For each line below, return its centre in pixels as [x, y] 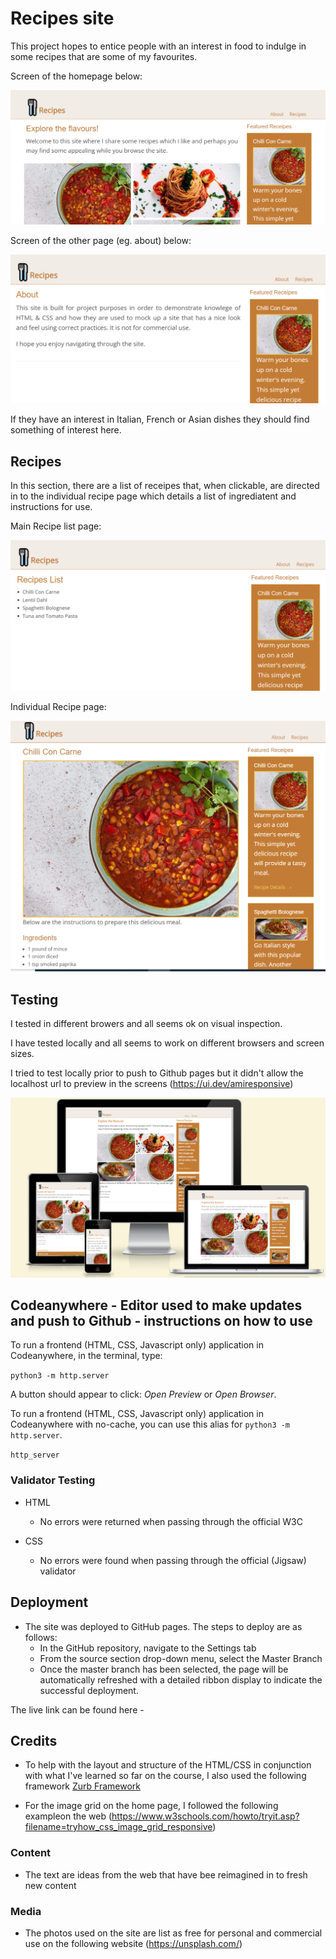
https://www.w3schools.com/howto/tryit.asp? [205, 1816]
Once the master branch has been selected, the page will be [164, 1669]
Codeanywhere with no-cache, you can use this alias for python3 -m [150, 1424]
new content [50, 1885]
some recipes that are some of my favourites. [104, 56]
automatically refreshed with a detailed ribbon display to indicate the [181, 1679]
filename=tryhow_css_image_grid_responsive [118, 1827]
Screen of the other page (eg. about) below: [101, 241]
